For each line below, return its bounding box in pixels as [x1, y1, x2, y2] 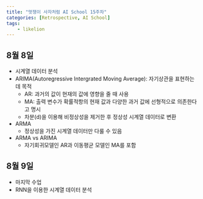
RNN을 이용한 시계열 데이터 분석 [15, 186, 93, 193]
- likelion [17, 26, 45, 32]
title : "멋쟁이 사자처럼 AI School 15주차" [6, 9, 107, 15]
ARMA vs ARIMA [15, 134, 57, 142]
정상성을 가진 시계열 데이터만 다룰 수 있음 [24, 128, 123, 135]
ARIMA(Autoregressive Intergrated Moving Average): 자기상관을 [15, 75, 174, 82]
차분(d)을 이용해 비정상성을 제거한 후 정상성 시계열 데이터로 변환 [24, 114, 177, 121]
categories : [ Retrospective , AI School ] [6, 15, 111, 21]
